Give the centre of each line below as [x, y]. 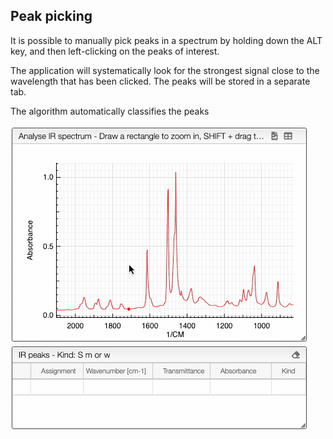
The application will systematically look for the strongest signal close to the [165, 70]
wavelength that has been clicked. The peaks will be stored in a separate [160, 81]
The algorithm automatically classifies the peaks [110, 111]
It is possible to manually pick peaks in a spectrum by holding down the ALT [166, 40]
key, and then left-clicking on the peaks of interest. [115, 51]
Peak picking [51, 16]
